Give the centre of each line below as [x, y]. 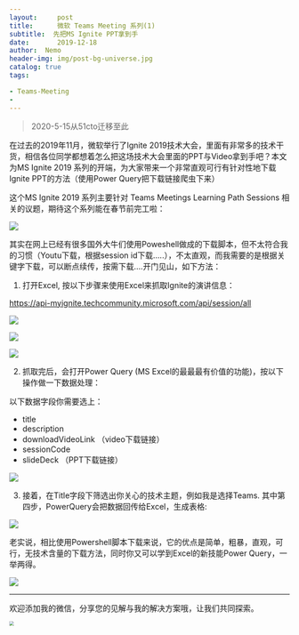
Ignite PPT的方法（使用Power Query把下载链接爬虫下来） [114, 178]
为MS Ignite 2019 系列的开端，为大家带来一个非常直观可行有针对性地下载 [143, 167]
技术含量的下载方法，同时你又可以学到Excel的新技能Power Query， [156, 553]
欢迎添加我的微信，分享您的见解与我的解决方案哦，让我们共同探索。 [134, 608]
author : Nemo [36, 51]
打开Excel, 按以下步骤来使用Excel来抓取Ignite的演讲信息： [128, 285]
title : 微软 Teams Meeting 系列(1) [82, 26]
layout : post [41, 17]
